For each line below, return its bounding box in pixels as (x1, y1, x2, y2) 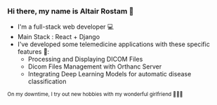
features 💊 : (17, 48, 50, 56)
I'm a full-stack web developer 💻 (17, 22, 114, 31)
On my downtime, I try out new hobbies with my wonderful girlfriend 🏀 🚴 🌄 (7, 91, 183, 98)
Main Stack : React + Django (17, 33, 100, 41)
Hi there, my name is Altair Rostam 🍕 (7, 6, 134, 16)
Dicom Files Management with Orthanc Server (27, 62, 162, 71)
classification (27, 77, 67, 86)
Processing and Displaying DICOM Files (27, 55, 143, 64)
